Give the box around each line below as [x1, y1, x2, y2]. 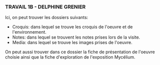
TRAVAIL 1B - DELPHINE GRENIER [5, 3, 86, 10]
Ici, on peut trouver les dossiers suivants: [5, 15, 88, 21]
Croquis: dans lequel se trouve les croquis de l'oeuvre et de [12, 24, 133, 30]
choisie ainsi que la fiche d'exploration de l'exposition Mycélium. [5, 54, 136, 60]
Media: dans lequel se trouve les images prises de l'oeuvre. [12, 40, 133, 45]
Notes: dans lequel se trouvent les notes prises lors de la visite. [12, 34, 140, 40]
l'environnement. [12, 29, 47, 35]
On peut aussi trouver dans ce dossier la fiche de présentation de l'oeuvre [5, 49, 156, 55]
